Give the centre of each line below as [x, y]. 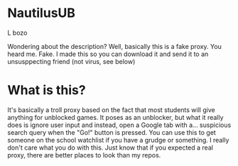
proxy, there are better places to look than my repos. [84, 155]
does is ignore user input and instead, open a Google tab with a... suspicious [119, 125]
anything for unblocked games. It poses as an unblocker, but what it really [115, 117]
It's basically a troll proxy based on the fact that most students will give [111, 110]
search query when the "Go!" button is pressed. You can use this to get [112, 132]
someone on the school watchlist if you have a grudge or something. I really [118, 140]
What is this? [47, 90]
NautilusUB [42, 13]
